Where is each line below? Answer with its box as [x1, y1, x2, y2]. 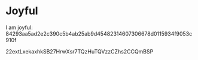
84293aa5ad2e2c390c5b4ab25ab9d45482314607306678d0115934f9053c [5, 30, 193, 37]
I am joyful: [5, 24, 33, 31]
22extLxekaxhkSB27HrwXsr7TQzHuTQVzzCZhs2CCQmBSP [5, 48, 154, 55]
